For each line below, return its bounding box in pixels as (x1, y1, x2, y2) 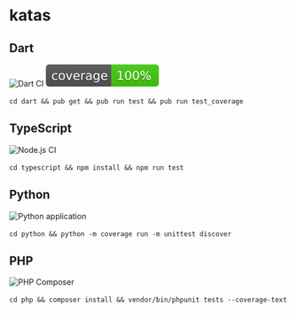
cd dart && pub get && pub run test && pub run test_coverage (9, 97, 244, 106)
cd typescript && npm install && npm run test (9, 163, 184, 172)
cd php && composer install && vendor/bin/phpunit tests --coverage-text (9, 295, 288, 305)
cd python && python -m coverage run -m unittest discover (9, 229, 232, 239)
